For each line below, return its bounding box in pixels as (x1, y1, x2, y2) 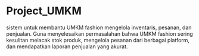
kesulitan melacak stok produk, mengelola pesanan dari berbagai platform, (6, 36, 189, 43)
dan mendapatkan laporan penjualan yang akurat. (6, 43, 128, 50)
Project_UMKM (6, 4, 82, 18)
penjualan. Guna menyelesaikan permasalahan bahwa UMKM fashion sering (6, 30, 194, 37)
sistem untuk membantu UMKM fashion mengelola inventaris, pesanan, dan (6, 24, 192, 31)
